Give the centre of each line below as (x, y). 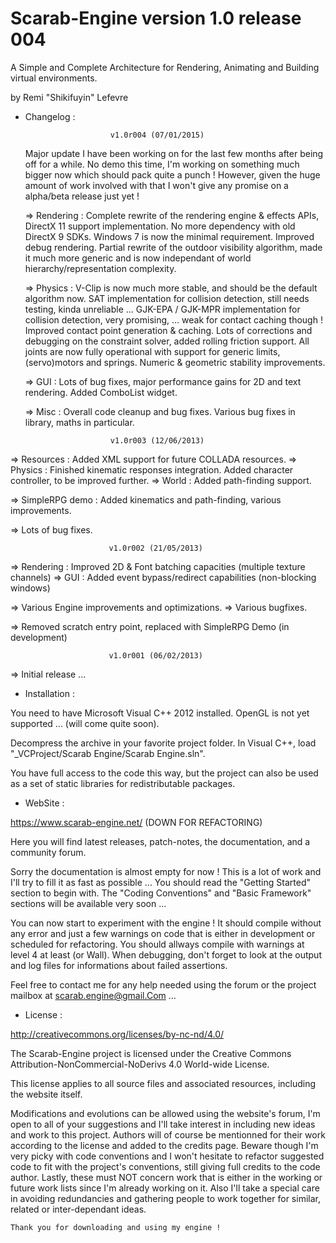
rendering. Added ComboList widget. (101, 392)
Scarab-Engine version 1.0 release (156, 18)
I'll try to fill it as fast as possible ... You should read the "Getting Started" (160, 882)
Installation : (49, 693)
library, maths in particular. (79, 422)
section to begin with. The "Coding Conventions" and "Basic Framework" (161, 893)
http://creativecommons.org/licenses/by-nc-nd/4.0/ (117, 1034)
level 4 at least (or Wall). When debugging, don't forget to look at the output (166, 954)
